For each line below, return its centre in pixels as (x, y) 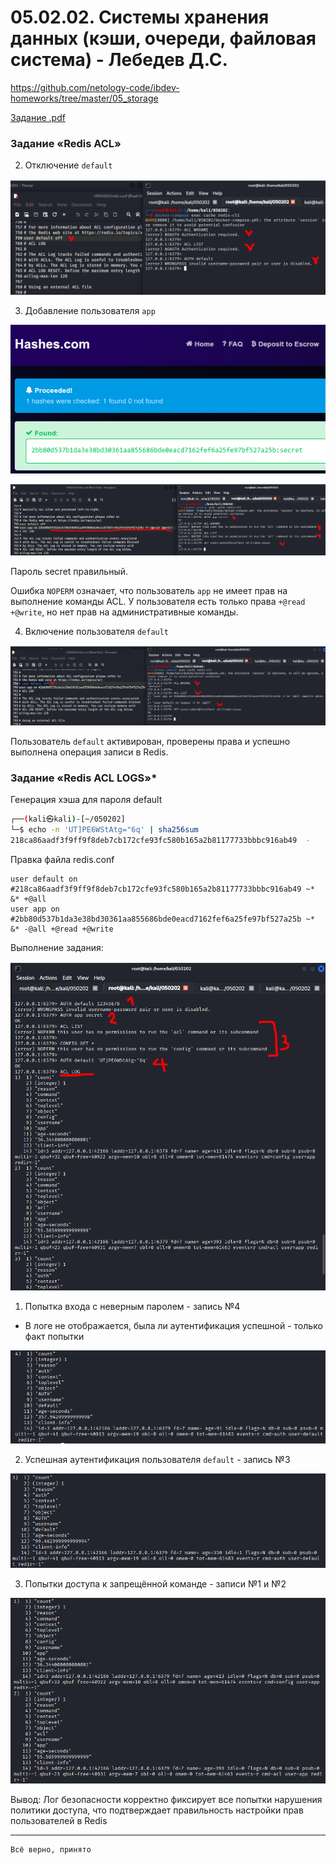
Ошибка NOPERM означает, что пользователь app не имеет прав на (149, 591)
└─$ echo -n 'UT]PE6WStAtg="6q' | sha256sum (104, 829)
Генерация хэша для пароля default (86, 799)
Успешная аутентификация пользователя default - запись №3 (157, 1460)
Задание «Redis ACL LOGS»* (84, 778)
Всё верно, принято (51, 1850)
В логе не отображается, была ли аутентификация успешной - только (173, 1325)
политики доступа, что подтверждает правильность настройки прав (157, 1810)
